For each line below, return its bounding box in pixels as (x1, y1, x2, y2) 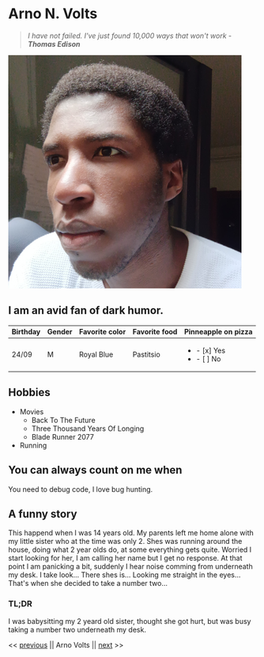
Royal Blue (78, 349, 114, 359)
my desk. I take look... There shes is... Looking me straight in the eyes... (8, 570, 241, 580)
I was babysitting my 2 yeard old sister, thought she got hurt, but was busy (8, 616, 251, 625)
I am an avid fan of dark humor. (8, 304, 164, 317)
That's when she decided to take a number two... (8, 579, 168, 588)
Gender (47, 327, 73, 337)
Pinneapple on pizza (184, 327, 253, 337)
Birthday (11, 327, 41, 337)
